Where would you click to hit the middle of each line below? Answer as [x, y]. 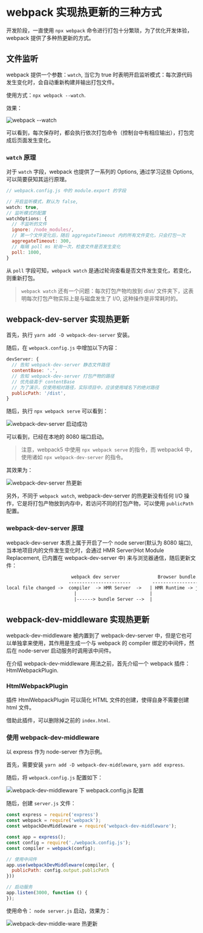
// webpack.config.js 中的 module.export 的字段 [66, 191]
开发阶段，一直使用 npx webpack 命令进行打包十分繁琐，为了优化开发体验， [99, 30]
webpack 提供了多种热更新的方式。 [50, 38]
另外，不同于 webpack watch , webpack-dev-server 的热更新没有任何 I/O [95, 496]
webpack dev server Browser [124, 577]
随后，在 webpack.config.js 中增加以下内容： [63, 348]
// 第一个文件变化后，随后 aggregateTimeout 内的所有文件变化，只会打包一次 [98, 236]
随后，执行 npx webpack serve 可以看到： [57, 411]
